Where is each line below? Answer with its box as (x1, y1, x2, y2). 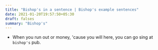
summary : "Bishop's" (5, 21, 48, 26)
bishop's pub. (12, 40, 41, 46)
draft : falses (5, 16, 35, 21)
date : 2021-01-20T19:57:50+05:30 (5, 12, 75, 17)
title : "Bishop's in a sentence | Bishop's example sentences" (5, 7, 139, 12)
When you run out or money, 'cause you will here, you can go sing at (12, 34, 153, 40)
